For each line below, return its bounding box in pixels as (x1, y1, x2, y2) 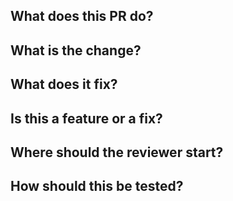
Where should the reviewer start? (10, 144, 224, 161)
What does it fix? (10, 76, 118, 93)
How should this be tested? (10, 178, 184, 195)
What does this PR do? (10, 8, 154, 25)
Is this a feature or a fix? (10, 110, 163, 127)
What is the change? (10, 42, 142, 59)
